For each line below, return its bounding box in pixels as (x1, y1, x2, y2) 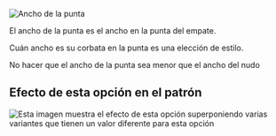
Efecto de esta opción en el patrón (9, 85, 202, 101)
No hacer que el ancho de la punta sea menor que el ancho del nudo (9, 60, 260, 70)
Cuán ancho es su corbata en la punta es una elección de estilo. (9, 42, 244, 53)
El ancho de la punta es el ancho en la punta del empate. (9, 26, 217, 35)
